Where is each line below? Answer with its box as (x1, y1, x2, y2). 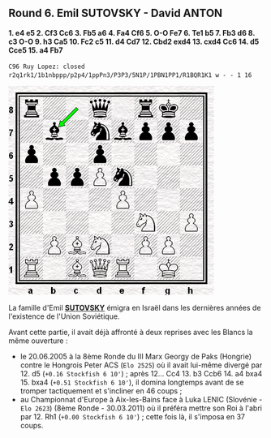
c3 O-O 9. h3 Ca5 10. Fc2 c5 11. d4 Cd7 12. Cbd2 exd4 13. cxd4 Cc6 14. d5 (8, 36, 260, 46)
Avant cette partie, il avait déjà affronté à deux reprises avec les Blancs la (8, 327, 253, 337)
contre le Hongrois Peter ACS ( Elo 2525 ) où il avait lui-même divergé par (19, 360, 263, 370)
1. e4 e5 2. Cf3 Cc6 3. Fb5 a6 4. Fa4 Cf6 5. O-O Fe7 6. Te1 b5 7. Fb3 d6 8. (8, 28, 256, 37)
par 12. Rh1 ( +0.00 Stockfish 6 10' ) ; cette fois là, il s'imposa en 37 (19, 411, 246, 421)
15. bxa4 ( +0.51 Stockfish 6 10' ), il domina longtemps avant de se (19, 377, 244, 387)
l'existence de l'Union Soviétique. (8, 311, 120, 321)
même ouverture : (8, 336, 68, 346)
